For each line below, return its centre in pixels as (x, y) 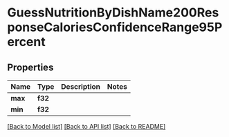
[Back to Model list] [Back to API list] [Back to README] (86, 126)
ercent (27, 42)
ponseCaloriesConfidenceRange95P (115, 27)
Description (81, 86)
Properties (30, 67)
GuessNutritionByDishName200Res (113, 13)
